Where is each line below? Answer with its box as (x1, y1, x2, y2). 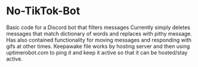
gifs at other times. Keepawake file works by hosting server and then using (6, 43, 190, 50)
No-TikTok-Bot (6, 4, 81, 18)
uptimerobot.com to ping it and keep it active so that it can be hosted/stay (6, 49, 188, 56)
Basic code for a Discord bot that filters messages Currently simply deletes (6, 24, 191, 31)
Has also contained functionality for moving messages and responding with (6, 36, 192, 43)
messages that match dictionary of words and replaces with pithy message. (6, 30, 193, 37)
